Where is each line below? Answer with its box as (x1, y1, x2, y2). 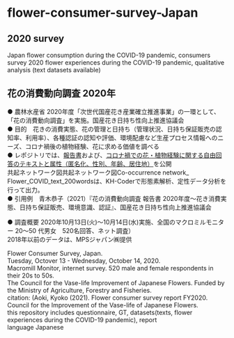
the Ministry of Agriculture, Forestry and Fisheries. (7, 286, 152, 294)
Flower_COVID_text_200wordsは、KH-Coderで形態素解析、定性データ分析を (7, 177, 226, 185)
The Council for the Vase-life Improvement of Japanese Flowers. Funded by (7, 278, 225, 287)
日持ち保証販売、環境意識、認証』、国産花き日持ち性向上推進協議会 (19, 203, 212, 211)
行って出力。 (7, 186, 44, 194)
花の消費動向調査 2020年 (7, 88, 116, 99)
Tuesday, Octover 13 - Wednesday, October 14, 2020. (7, 256, 161, 265)
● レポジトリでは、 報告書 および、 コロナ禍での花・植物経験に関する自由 (7, 151, 216, 159)
